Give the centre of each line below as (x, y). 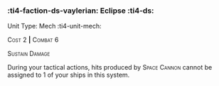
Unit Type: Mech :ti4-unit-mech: (54, 26)
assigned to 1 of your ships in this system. (69, 75)
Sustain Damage (29, 54)
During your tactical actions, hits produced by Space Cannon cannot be (110, 68)
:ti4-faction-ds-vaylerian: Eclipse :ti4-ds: (81, 11)
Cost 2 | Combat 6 (33, 40)
